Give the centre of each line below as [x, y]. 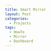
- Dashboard [21, 41]
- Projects [20, 23]
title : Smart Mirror [26, 9]
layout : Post [18, 14]
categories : [17, 18]
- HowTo [17, 32]
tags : [10, 28]
